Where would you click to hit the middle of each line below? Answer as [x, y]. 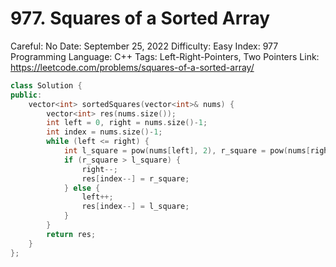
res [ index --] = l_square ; [135, 207]
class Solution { [46, 85]
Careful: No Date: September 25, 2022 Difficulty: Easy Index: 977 [144, 46]
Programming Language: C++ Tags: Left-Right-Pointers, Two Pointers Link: [165, 56]
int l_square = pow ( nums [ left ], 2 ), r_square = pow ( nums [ [187, 151]
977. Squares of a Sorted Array [140, 18]
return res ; [71, 234]
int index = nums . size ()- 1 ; [104, 132]
